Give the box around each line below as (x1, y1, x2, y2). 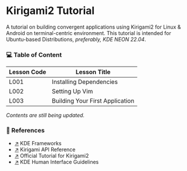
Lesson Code (9, 68, 47, 76)
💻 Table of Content (6, 51, 62, 59)
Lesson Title (75, 68, 111, 76)
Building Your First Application (51, 97, 135, 105)
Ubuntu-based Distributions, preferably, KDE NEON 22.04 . (6, 36, 147, 43)
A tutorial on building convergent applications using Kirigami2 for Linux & (6, 23, 181, 30)
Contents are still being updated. (6, 112, 85, 119)
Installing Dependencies (51, 78, 118, 86)
